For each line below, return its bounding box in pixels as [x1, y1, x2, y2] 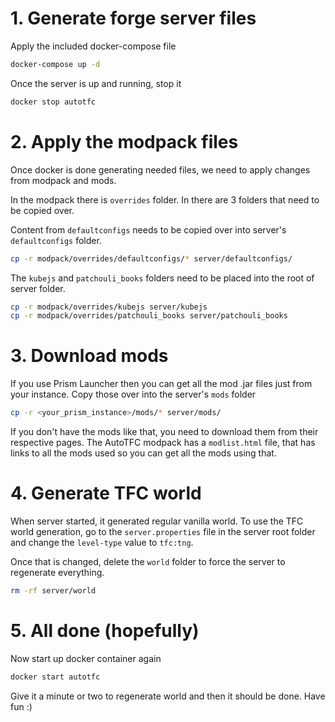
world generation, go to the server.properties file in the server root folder [10, 526, 316, 537]
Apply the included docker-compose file [10, 40, 177, 52]
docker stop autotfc [10, 97, 97, 107]
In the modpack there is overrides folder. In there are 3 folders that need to [10, 193, 320, 206]
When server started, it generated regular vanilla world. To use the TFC [10, 515, 304, 527]
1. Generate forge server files [10, 7, 257, 30]
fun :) [10, 700, 33, 712]
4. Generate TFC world [10, 482, 202, 505]
